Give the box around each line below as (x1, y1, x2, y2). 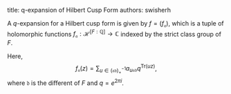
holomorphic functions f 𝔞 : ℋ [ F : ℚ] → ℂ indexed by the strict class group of (7, 28, 221, 40)
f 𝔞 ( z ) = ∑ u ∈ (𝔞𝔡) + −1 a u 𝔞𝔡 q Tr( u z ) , (75, 63, 157, 75)
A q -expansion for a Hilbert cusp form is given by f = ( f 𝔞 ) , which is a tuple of (7, 19, 224, 29)
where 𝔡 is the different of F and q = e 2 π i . (7, 77, 124, 87)
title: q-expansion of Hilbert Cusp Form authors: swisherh (7, 6, 172, 14)
